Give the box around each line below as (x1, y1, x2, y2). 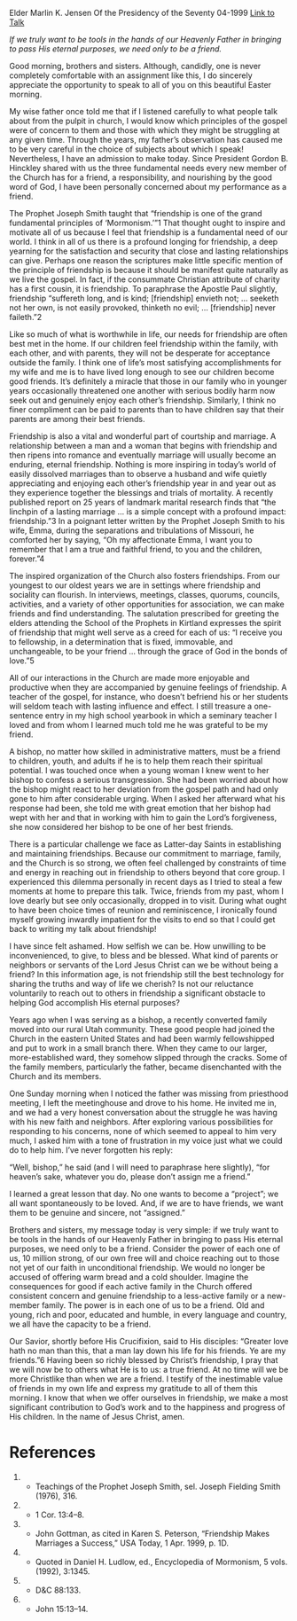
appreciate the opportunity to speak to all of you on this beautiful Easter (9, 80, 272, 90)
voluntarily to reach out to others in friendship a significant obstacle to (9, 988, 266, 998)
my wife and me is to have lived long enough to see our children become (9, 367, 275, 377)
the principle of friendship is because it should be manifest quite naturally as (9, 265, 289, 275)
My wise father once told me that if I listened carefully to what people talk (9, 106, 277, 116)
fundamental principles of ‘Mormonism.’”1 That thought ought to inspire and (9, 217, 285, 228)
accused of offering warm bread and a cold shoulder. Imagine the (9, 1272, 249, 1282)
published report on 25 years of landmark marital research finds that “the (9, 497, 277, 507)
